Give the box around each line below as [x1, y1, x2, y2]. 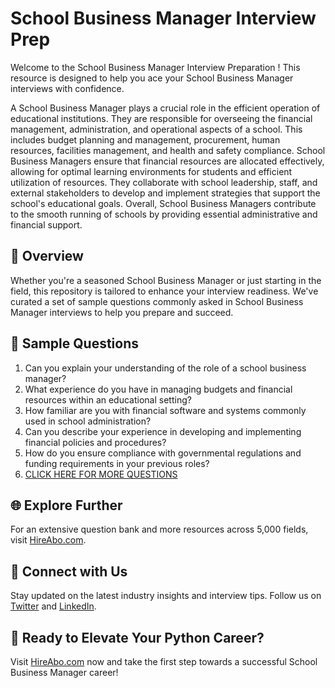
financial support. [10, 218, 83, 231]
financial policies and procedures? [24, 436, 167, 448]
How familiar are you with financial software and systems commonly [24, 404, 307, 416]
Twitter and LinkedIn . [10, 600, 97, 612]
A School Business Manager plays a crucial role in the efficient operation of [10, 102, 321, 114]
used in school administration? [24, 415, 152, 427]
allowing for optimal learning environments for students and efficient [10, 165, 293, 177]
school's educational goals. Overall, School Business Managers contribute [10, 197, 317, 209]
